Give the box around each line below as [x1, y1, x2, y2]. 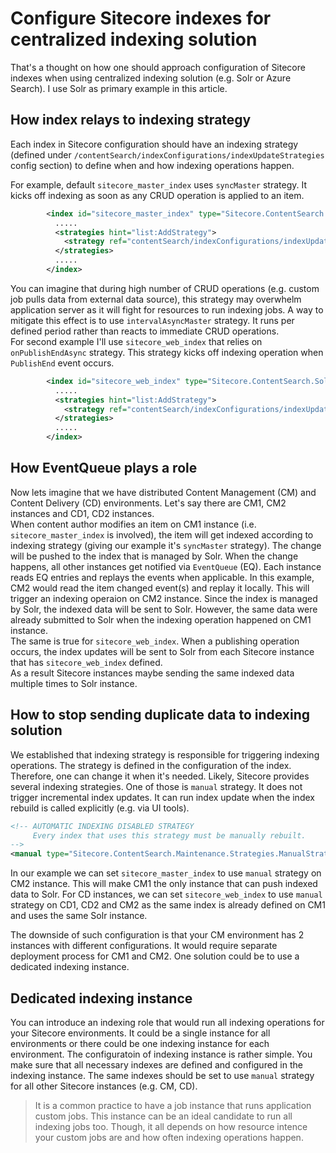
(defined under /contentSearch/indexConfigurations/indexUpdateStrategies [10, 148, 325, 161]
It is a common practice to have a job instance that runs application [34, 1099, 312, 1111]
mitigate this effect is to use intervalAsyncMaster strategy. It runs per [10, 314, 295, 326]
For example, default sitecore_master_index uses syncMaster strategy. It [10, 178, 308, 191]
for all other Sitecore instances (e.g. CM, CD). [10, 1080, 198, 1092]
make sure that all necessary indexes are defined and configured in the [10, 1058, 303, 1071]
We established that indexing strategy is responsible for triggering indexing [10, 748, 320, 761]
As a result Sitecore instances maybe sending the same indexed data [10, 667, 295, 679]
